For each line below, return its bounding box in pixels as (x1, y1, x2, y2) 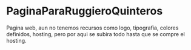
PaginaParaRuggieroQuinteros (6, 4, 163, 18)
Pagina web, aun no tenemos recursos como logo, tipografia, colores (6, 24, 179, 31)
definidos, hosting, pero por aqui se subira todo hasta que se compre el (6, 30, 185, 37)
